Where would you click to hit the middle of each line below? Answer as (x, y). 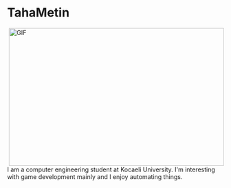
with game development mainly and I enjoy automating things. (95, 176)
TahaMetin (38, 13)
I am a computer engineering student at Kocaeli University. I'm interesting (111, 169)
